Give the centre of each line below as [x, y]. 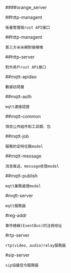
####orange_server [26, 7]
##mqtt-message [23, 156]
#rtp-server [17, 235]
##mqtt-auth [19, 96]
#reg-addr [16, 215]
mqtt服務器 [16, 206]
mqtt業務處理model [23, 186]
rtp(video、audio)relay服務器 [35, 245]
